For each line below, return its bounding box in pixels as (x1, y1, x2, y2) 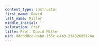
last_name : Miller (5, 16, 42, 21)
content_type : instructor (5, 7, 57, 12)
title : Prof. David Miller (5, 29, 60, 34)
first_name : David (5, 11, 42, 16)
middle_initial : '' (5, 20, 45, 25)
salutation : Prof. (5, 25, 42, 30)
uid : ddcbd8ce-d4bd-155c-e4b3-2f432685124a (5, 34, 95, 39)
